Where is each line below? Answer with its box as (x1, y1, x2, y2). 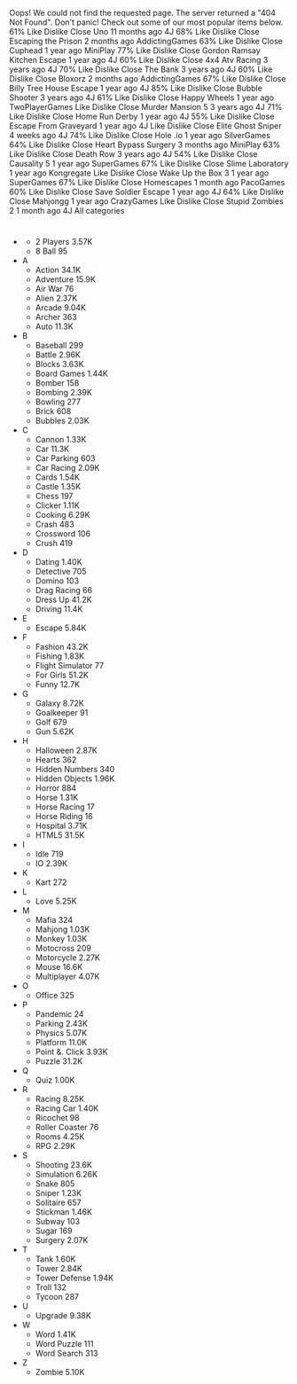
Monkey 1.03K (35, 934, 88, 944)
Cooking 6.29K (35, 510, 90, 520)
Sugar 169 (35, 1225, 73, 1236)
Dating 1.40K (35, 557, 82, 567)
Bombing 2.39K (35, 387, 93, 398)
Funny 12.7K (35, 679, 81, 690)
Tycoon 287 (35, 1292, 80, 1302)
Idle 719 (35, 848, 64, 859)
